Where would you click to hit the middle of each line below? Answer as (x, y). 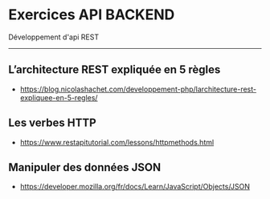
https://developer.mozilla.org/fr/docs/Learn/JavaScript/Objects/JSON (135, 187)
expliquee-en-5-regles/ (59, 97)
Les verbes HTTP (52, 123)
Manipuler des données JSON (85, 167)
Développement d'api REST (53, 37)
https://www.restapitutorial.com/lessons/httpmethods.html (117, 142)
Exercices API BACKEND (92, 15)
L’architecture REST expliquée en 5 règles (115, 70)
